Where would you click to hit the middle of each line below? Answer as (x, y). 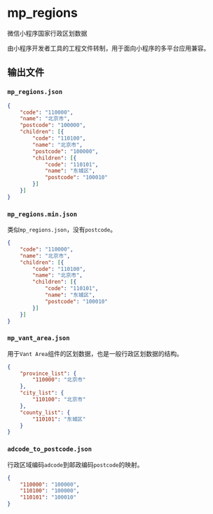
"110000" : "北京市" (59, 380)
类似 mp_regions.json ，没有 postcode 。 (62, 230)
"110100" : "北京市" (59, 400)
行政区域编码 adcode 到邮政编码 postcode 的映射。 (75, 464)
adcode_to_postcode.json (50, 449)
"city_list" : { (42, 393)
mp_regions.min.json (42, 214)
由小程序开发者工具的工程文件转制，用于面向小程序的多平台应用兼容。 (109, 48)
